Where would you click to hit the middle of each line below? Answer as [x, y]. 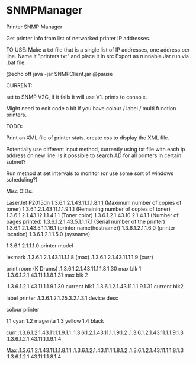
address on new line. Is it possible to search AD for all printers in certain [94, 155]
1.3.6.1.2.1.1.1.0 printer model [40, 245]
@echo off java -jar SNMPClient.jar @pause [60, 74]
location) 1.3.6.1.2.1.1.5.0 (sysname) [48, 234]
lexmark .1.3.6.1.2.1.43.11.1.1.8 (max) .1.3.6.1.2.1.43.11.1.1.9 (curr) [80, 257]
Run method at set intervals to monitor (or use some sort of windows [90, 173]
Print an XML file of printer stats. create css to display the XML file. [88, 138]
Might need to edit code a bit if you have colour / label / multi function [91, 108]
